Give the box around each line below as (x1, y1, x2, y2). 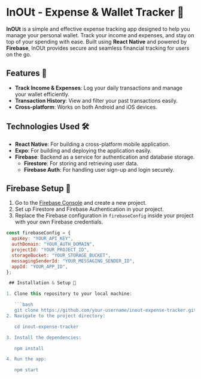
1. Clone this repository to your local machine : (6, 291, 133, 297)
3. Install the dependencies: (6, 335, 82, 341)
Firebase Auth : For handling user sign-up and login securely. (23, 166, 175, 173)
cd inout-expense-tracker (14, 324, 79, 330)
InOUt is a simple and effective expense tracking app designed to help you (6, 25, 190, 32)
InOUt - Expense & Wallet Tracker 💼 (6, 5, 184, 19)
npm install (14, 345, 44, 351)
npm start (14, 367, 39, 373)
